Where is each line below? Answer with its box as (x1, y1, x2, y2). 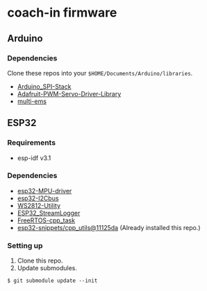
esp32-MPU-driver (17, 186, 72, 195)
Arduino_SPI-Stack (17, 82, 72, 91)
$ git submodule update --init (7, 277, 98, 285)
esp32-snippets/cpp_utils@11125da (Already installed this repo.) (17, 223, 201, 231)
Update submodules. (17, 264, 78, 272)
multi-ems (17, 97, 47, 105)
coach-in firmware (7, 5, 117, 21)
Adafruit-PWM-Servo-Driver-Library (17, 89, 122, 98)
